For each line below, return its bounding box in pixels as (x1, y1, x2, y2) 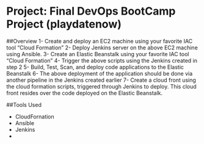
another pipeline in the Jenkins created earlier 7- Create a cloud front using (6, 76, 197, 84)
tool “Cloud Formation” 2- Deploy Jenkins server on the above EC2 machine (6, 44, 199, 51)
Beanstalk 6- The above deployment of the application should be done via (6, 70, 193, 77)
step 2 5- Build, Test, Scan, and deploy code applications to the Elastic (6, 63, 184, 71)
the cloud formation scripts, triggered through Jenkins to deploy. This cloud (6, 82, 197, 90)
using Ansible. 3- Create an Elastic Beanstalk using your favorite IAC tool (6, 50, 189, 57)
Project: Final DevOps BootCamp (6, 4, 176, 18)
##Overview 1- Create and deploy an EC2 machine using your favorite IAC (6, 37, 193, 45)
